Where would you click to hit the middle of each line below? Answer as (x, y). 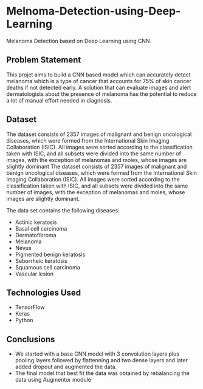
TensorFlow (30, 307)
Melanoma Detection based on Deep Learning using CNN (78, 41)
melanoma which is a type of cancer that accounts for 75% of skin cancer (99, 81)
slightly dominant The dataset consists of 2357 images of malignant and (97, 166)
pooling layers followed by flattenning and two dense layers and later (101, 360)
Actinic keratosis (36, 222)
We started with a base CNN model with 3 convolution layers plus (97, 354)
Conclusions (31, 339)
